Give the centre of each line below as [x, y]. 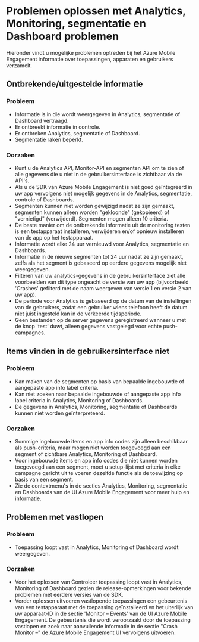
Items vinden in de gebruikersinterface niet [88, 351]
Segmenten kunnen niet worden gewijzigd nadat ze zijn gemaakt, [95, 206]
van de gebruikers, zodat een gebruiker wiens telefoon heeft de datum [101, 307]
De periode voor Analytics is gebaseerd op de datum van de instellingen [103, 301]
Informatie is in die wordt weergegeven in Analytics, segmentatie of [97, 114]
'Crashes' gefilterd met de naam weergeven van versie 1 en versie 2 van [103, 288]
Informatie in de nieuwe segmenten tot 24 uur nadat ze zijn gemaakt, [99, 256]
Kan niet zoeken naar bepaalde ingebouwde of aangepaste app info [98, 394]
